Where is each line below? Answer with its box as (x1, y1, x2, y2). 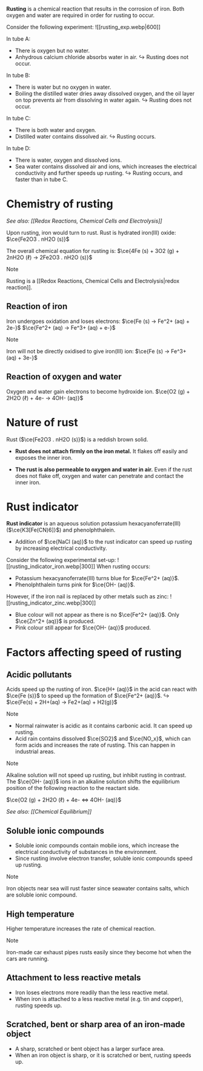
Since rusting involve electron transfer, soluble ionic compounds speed (15, 854, 193, 862)
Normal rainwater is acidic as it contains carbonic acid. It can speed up (15, 722, 193, 729)
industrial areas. (15, 748, 56, 755)
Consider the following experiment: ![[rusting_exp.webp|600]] (6, 24, 161, 30)
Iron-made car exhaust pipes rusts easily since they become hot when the (6, 949, 192, 956)
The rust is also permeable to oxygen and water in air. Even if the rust (15, 465, 193, 473)
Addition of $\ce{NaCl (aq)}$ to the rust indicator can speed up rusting (15, 538, 193, 546)
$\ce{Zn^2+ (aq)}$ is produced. (15, 617, 95, 625)
